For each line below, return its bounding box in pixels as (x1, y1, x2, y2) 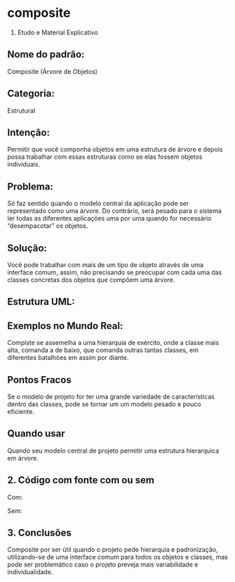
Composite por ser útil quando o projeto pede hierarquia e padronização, (7, 545, 219, 554)
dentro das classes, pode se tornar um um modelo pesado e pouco (7, 400, 201, 408)
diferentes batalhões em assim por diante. (7, 354, 129, 362)
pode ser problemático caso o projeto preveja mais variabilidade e (7, 560, 199, 569)
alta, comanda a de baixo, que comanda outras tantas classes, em (7, 346, 199, 354)
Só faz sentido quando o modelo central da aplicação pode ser (7, 199, 189, 208)
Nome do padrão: (7, 48, 85, 60)
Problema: (7, 181, 54, 193)
